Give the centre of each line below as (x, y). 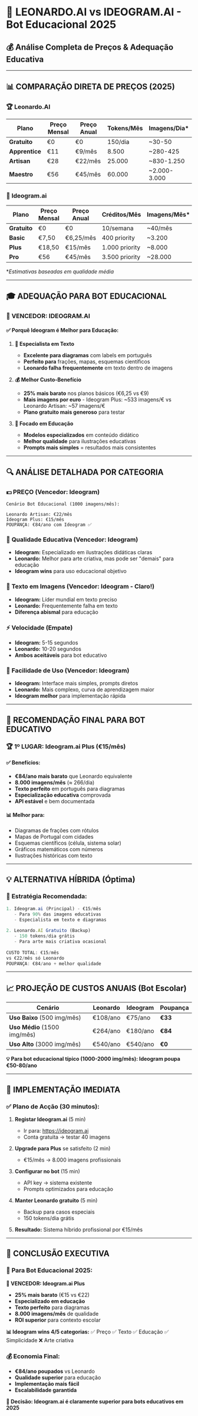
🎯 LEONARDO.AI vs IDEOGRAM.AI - (94, 12)
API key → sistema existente (58, 1182)
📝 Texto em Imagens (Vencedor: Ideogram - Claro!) (80, 587)
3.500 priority (121, 257)
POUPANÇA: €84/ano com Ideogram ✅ (49, 525)
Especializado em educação (50, 1301)
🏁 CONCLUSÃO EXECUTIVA (58, 1254)
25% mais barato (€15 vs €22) (52, 1294)
